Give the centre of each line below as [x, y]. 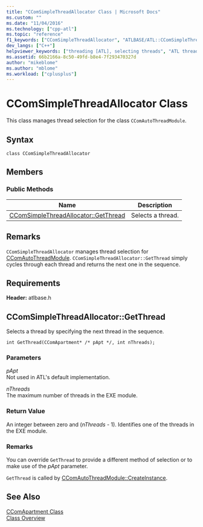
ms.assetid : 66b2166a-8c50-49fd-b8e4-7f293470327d [71, 57]
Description [155, 205]
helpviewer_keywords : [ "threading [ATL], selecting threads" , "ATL [93, 51]
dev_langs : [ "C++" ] [31, 46]
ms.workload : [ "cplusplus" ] [42, 74]
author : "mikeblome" [32, 62]
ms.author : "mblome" [32, 68]
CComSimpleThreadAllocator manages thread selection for [77, 251]
